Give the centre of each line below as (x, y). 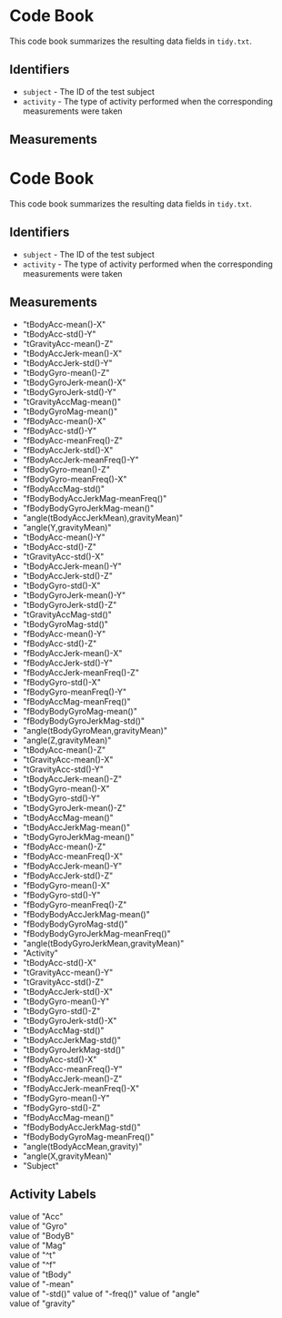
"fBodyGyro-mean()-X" (66, 885)
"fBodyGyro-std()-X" (62, 682)
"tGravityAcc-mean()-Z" (68, 343)
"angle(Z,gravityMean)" (67, 740)
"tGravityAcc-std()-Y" (63, 769)
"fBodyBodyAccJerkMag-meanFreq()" (95, 498)
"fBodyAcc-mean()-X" (64, 421)
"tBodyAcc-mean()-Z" (64, 750)
